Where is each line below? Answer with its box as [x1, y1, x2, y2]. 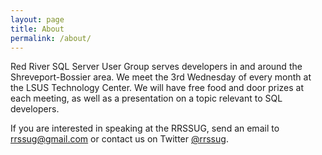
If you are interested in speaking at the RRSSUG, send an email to [10, 122, 280, 135]
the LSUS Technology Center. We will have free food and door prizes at [10, 82, 305, 94]
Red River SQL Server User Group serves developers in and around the [10, 61, 303, 73]
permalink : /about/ [10, 33, 92, 43]
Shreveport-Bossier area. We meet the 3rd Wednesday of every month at [10, 71, 312, 83]
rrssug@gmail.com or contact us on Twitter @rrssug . [10, 133, 229, 145]
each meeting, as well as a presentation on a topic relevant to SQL [10, 92, 283, 105]
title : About [10, 24, 65, 34]
